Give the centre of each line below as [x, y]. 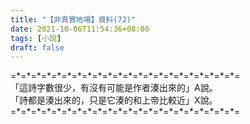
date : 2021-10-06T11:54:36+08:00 [80, 29]
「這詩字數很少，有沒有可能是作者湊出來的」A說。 [114, 88]
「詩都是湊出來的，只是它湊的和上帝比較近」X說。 [114, 100]
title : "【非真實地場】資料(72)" [73, 19]
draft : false [37, 47]
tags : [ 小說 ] [36, 38]
